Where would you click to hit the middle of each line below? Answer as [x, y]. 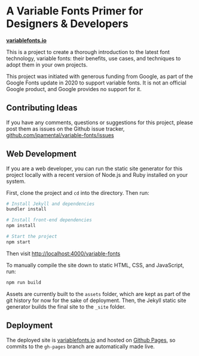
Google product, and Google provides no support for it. [74, 89]
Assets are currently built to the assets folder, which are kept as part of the [98, 294]
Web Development [41, 154]
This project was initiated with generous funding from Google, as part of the [99, 76]
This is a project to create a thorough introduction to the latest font [88, 52]
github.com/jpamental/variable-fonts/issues [60, 135]
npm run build [24, 282]
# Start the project [32, 237]
